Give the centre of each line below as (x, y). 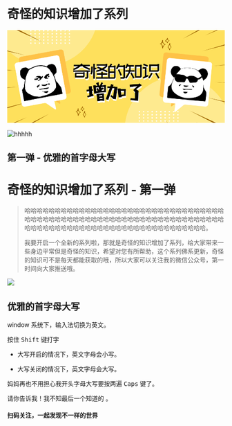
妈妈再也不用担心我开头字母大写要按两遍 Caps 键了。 (83, 383)
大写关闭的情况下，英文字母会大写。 (69, 369)
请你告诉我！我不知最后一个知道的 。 (59, 398)
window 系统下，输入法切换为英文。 (59, 325)
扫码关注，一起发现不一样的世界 (52, 416)
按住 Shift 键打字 (33, 339)
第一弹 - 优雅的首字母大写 (61, 158)
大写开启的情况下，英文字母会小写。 (69, 354)
